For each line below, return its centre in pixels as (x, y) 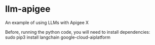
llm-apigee (28, 9)
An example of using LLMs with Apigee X (47, 22)
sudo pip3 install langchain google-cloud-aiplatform (58, 37)
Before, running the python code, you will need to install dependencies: (78, 32)
